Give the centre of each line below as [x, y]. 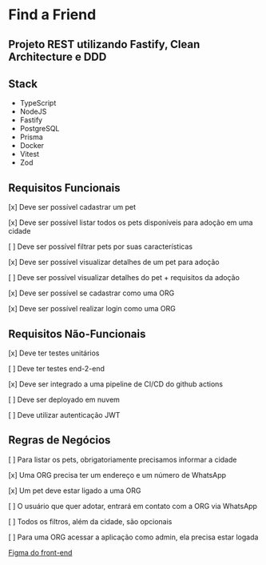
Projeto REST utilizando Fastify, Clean [104, 44]
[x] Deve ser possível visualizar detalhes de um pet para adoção [114, 262]
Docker [32, 146]
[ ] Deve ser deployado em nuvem [64, 400]
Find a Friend [52, 15]
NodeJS [33, 112]
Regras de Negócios [60, 441]
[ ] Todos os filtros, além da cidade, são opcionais [90, 521]
